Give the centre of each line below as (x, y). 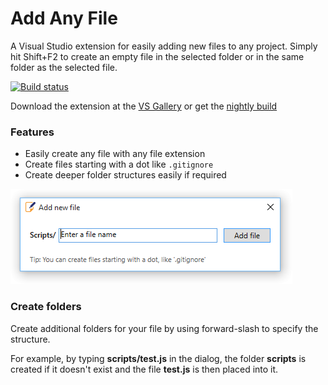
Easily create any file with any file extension (115, 154)
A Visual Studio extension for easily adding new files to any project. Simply (164, 46)
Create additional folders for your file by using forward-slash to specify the (164, 328)
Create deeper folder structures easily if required (125, 175)
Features (32, 132)
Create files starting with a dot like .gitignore (119, 164)
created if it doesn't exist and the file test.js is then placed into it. (144, 369)
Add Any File (64, 18)
